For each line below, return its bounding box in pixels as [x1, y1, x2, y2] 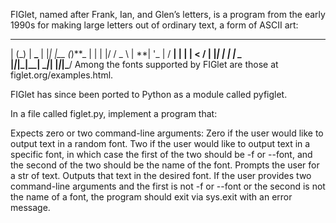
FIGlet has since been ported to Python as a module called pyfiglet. [10, 89, 288, 100]
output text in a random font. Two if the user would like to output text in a [10, 138, 311, 149]
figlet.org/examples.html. [10, 69, 114, 81]
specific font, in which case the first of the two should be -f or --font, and [10, 149, 313, 160]
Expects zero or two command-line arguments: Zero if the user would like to [10, 127, 324, 139]
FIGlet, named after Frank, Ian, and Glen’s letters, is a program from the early [10, 9, 326, 20]
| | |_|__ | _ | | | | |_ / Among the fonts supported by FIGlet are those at [10, 59, 279, 70]
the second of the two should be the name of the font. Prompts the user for [10, 159, 320, 171]
